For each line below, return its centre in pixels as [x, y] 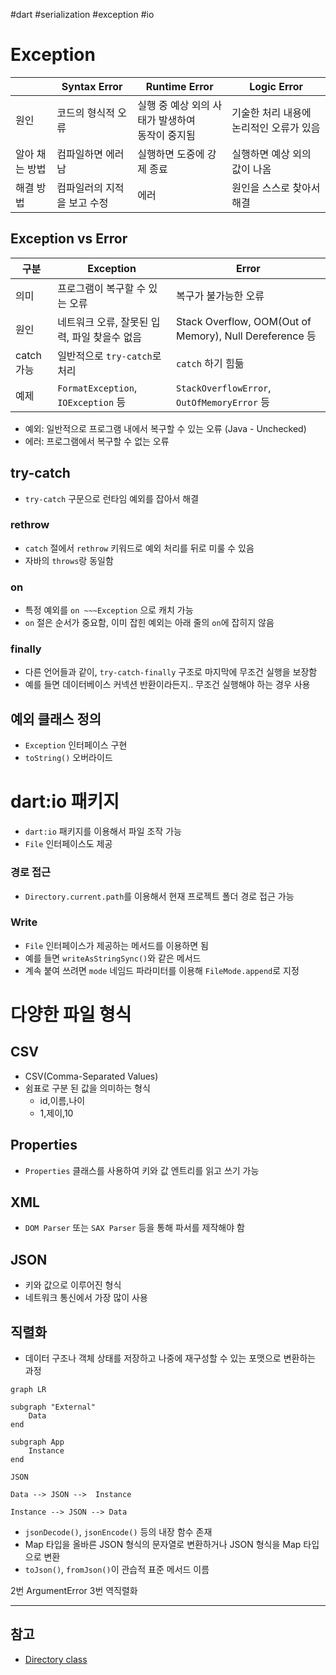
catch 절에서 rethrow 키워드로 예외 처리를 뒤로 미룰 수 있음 [139, 548]
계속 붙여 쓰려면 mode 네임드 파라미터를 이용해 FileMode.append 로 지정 [162, 970]
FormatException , [97, 387]
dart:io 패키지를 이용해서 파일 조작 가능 [103, 831]
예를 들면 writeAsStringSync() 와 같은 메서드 [113, 958]
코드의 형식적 [85, 112]
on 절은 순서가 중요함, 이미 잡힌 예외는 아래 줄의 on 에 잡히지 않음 [149, 623]
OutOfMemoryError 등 [222, 402]
